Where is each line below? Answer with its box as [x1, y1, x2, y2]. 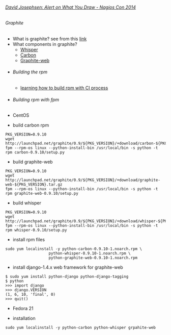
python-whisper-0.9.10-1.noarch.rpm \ [48, 251, 131, 256]
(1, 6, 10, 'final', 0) [5, 292, 56, 297]
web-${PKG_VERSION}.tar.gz [5, 182, 63, 187]
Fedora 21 [12, 305, 34, 312]
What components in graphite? [12, 41, 77, 47]
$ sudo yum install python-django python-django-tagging [5, 274, 129, 279]
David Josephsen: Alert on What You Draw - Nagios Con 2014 [5, 4, 136, 10]
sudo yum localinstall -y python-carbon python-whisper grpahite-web [5, 325, 156, 330]
